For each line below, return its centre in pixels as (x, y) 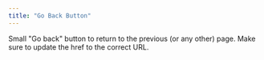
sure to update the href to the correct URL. (79, 47)
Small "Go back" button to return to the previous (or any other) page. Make (132, 38)
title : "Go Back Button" (50, 16)
